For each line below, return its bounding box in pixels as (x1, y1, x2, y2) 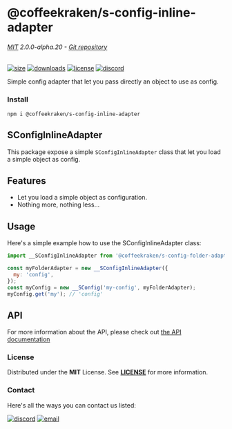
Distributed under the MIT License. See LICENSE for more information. (7, 368, 209, 376)
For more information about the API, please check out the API (7, 328, 182, 336)
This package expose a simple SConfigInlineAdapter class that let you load (7, 147, 221, 156)
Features (7, 175, 46, 187)
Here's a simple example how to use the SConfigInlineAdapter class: (7, 239, 202, 247)
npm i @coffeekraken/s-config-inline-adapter (7, 111, 140, 117)
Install (7, 95, 29, 104)
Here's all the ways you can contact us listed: (7, 401, 137, 409)
